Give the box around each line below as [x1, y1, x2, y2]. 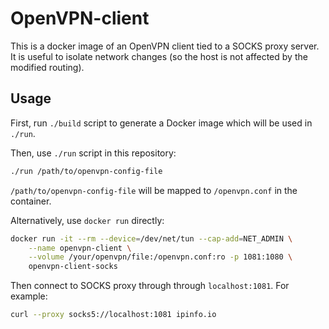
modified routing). [10, 61, 85, 73]
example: [10, 290, 48, 302]
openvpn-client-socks [28, 262, 118, 272]
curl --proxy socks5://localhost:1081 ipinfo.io [10, 310, 217, 320]
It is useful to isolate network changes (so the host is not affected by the [10, 50, 308, 62]
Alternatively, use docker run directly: [10, 214, 165, 226]
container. [10, 195, 52, 207]
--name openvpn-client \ [28, 243, 132, 253]
